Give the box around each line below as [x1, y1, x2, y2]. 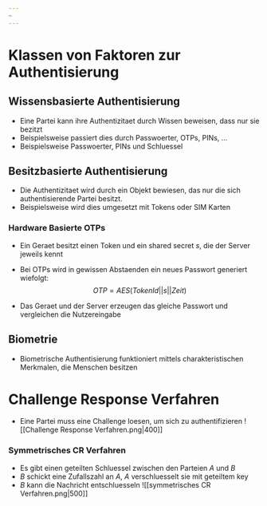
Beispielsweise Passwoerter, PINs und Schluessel [19, 141, 183, 151]
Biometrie [8, 333, 58, 346]
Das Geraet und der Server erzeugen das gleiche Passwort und [19, 301, 229, 310]
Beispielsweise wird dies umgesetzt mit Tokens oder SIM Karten [19, 203, 231, 212]
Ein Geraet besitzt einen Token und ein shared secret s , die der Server [19, 240, 251, 250]
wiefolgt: [19, 273, 49, 283]
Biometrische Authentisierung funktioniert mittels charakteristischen [19, 354, 244, 363]
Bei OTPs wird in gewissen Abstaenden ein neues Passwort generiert [19, 264, 248, 274]
